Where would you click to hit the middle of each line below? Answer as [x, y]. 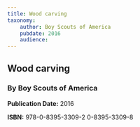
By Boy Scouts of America [52, 88]
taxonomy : [22, 20]
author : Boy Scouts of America [65, 27]
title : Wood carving [37, 14]
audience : [34, 40]
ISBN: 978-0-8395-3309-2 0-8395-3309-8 [70, 117]
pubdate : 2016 [40, 33]
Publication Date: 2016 [41, 103]
